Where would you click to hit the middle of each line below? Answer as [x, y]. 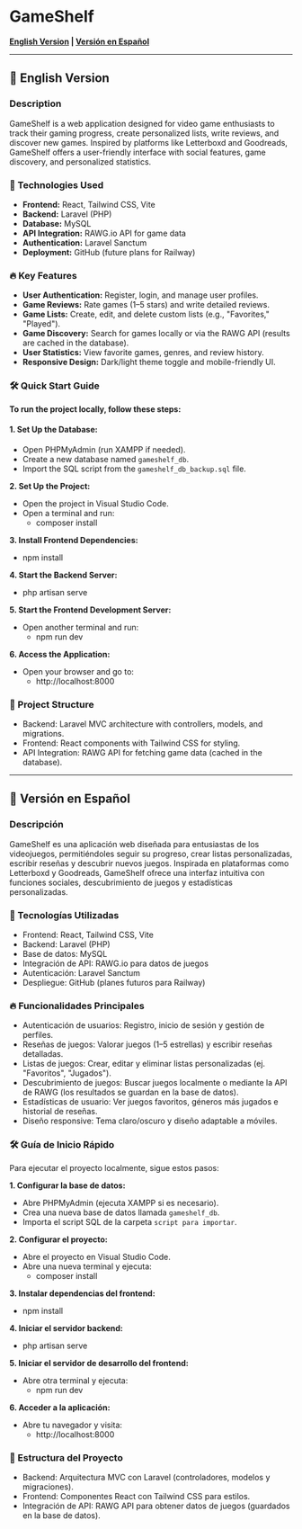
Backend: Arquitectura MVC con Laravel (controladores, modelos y [146, 1477]
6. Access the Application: [60, 654]
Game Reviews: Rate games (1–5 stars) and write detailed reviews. [146, 305]
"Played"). [41, 324]
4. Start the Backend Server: [63, 575]
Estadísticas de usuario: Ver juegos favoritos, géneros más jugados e [150, 1102]
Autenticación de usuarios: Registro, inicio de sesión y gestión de [143, 1025]
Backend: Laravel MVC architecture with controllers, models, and [142, 724]
